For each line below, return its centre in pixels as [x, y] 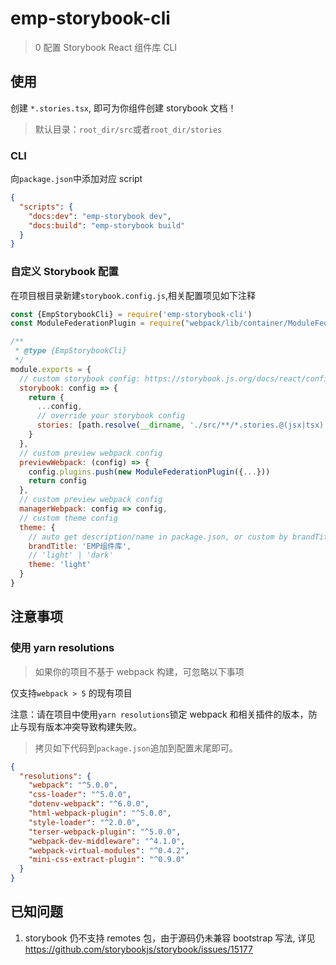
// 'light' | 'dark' [71, 555]
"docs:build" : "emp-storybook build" [107, 225]
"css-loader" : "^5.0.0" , [80, 795]
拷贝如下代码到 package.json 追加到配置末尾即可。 [136, 748]
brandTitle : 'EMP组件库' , [80, 546]
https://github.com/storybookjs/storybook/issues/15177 [138, 949]
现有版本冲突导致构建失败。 [84, 726]
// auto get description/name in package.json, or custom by [158, 537]
